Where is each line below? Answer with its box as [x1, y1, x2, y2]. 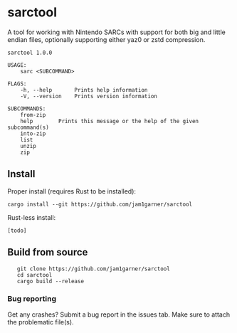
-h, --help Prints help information [20, 86, 148, 93]
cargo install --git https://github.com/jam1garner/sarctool [7, 201, 193, 208]
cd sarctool [16, 271, 53, 278]
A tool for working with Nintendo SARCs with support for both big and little [7, 28, 226, 36]
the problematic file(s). [7, 317, 74, 326]
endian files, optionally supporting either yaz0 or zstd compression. [7, 35, 206, 43]
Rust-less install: [7, 213, 56, 221]
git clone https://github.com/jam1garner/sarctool [16, 265, 171, 273]
